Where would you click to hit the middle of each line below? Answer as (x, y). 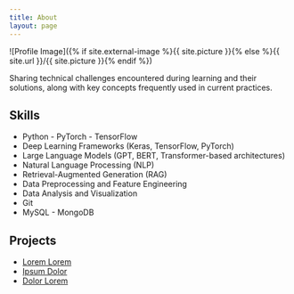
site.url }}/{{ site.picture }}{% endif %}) (81, 61)
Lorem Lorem (47, 262)
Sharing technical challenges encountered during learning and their (133, 78)
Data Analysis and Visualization (80, 193)
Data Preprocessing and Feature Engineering (104, 184)
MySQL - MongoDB (58, 212)
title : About (33, 17)
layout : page (33, 26)
